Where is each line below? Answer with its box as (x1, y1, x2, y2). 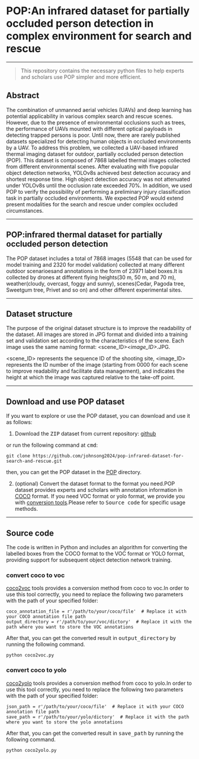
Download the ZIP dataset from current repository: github (14, 430, 156, 437)
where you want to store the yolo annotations (6, 719, 123, 725)
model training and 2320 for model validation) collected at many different (6, 261, 185, 268)
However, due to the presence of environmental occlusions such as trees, (6, 119, 186, 126)
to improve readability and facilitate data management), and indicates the (6, 367, 185, 374)
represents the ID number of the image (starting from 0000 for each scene (6, 361, 188, 369)
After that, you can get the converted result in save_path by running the (6, 729, 184, 736)
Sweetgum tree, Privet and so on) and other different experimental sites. (6, 286, 182, 293)
